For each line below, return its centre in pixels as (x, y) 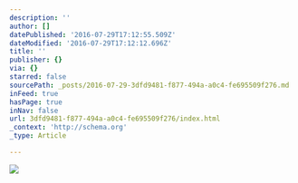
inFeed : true (34, 93)
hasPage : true (36, 102)
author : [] (30, 26)
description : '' (40, 18)
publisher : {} (36, 60)
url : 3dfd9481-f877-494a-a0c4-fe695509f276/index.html (115, 119)
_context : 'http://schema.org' (68, 128)
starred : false (38, 77)
